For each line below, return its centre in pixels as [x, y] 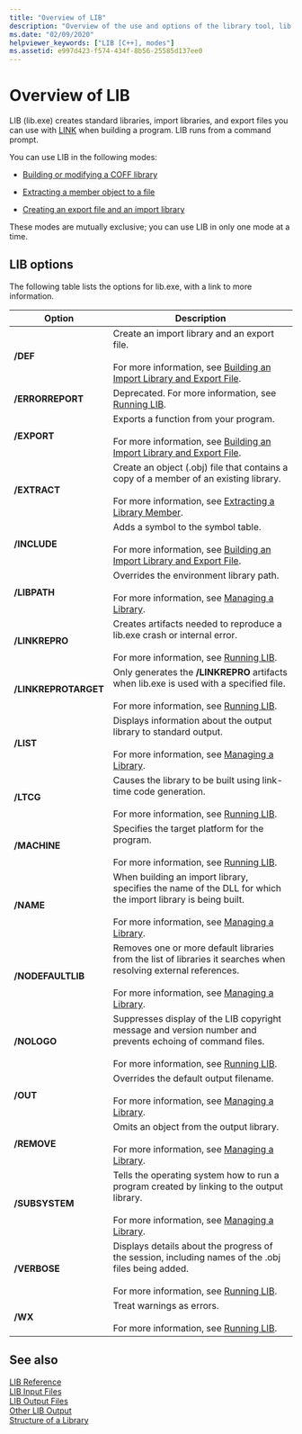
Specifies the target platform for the [188, 828]
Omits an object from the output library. [196, 1126]
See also [34, 1360]
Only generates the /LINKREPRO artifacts [200, 672]
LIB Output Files [39, 1401]
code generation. [169, 791]
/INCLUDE [36, 544]
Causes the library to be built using [187, 780]
